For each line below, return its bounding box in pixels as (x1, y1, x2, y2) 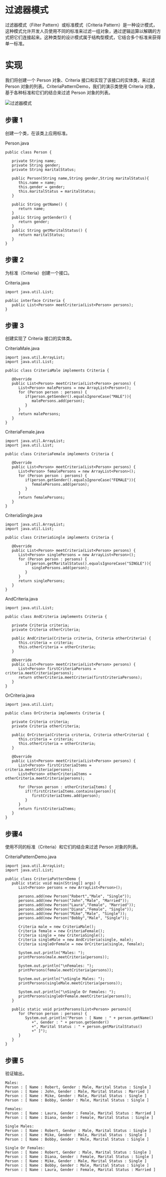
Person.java (5, 140, 30, 146)
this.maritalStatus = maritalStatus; (18, 189, 96, 194)
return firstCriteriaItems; (18, 807, 77, 811)
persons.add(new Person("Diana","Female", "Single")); (18, 907, 134, 912)
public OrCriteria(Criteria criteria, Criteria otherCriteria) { (11, 733, 149, 737)
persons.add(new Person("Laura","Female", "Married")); (18, 902, 136, 908)
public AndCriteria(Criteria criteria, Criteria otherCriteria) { (11, 636, 152, 641)
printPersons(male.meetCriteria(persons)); (18, 955, 110, 960)
